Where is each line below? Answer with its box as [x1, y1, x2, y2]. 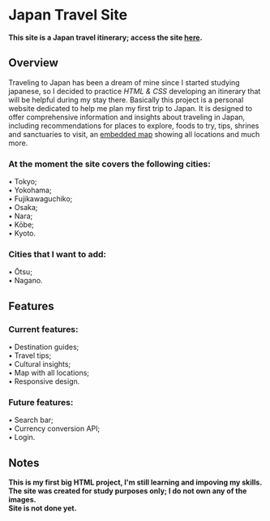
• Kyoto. [8, 229, 36, 239]
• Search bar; [8, 416, 54, 425]
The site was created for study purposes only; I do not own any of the [8, 486, 247, 496]
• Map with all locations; [8, 368, 90, 378]
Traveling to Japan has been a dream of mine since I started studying [8, 77, 241, 87]
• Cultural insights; [8, 360, 71, 369]
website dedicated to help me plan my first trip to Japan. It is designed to [8, 103, 253, 113]
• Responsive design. [8, 377, 80, 386]
